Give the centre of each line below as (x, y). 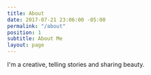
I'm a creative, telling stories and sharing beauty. (76, 64)
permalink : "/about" (37, 26)
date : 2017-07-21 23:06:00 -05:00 (57, 20)
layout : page (26, 45)
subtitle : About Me (35, 39)
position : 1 (24, 32)
